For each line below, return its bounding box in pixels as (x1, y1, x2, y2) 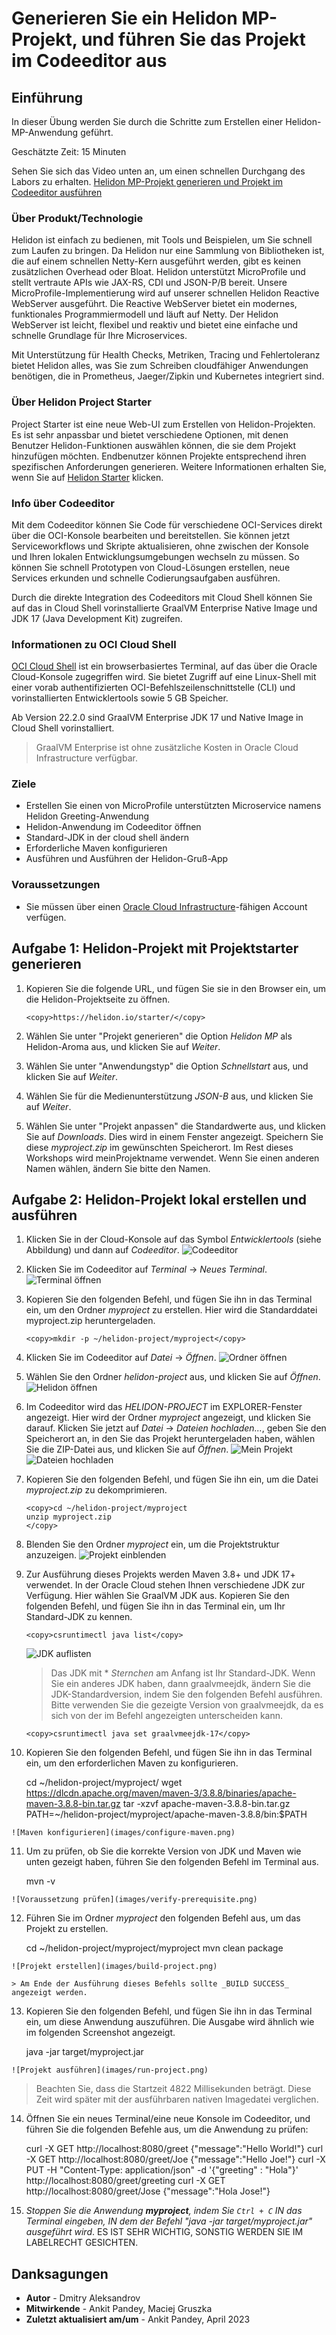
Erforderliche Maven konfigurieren (25, 842, 168, 854)
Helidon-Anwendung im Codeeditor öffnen (25, 821, 202, 833)
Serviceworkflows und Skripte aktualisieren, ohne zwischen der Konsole (11, 540, 309, 552)
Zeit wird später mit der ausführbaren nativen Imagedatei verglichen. (35, 2093, 319, 2106)
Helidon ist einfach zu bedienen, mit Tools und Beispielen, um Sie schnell (11, 234, 313, 246)
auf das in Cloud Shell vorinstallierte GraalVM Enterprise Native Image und (11, 602, 318, 614)
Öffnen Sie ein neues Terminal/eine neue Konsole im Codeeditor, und (25, 2113, 311, 2125)
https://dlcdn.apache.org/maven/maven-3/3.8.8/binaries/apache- (25, 1787, 297, 1799)
